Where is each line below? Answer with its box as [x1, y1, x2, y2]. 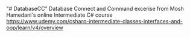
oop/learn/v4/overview [6, 24, 63, 31]
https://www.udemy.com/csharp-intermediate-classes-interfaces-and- [6, 18, 183, 24]
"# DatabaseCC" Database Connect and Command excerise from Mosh [6, 5, 184, 12]
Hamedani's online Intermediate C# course [6, 11, 113, 18]
